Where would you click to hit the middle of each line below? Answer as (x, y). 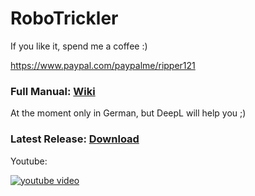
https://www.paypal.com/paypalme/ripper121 (103, 65)
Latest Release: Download (75, 139)
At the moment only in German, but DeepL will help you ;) (128, 113)
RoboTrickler (64, 18)
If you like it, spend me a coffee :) (79, 46)
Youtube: (29, 161)
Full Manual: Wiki (53, 91)
